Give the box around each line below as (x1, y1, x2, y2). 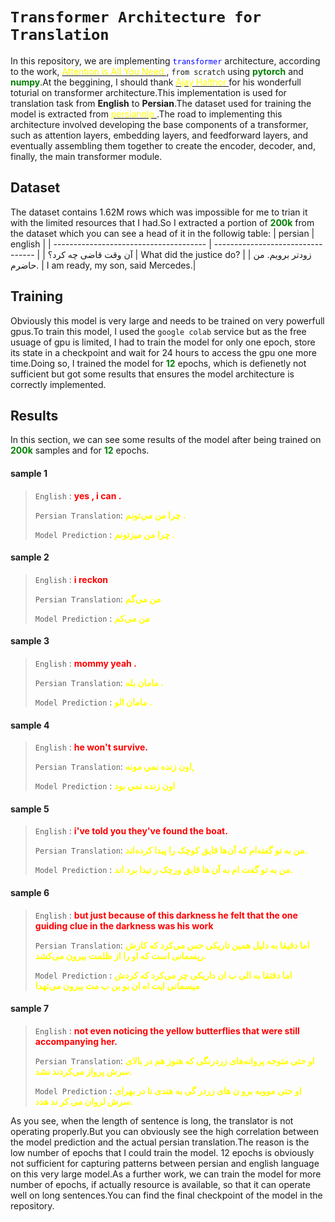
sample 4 (10, 719, 50, 731)
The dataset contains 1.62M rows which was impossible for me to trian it (10, 206, 308, 218)
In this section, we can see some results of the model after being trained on (10, 434, 322, 446)
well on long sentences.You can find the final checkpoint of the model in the (10, 1189, 323, 1201)
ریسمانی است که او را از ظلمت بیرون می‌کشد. (34, 949, 207, 962)
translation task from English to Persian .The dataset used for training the (10, 97, 312, 109)
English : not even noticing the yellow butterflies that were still (34, 1024, 300, 1037)
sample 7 (10, 1003, 50, 1015)
